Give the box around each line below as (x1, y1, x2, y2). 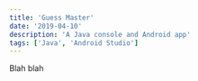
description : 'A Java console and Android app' (9, 30, 192, 39)
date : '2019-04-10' (9, 22, 83, 31)
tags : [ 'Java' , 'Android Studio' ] (9, 38, 139, 48)
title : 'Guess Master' (9, 13, 94, 22)
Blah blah (9, 63, 44, 74)
